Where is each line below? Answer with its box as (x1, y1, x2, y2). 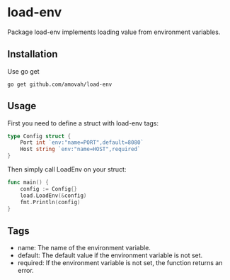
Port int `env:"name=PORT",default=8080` (20, 139, 144, 146)
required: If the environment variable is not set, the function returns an (17, 259, 223, 267)
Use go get (7, 67, 40, 75)
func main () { (7, 179, 50, 186)
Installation (7, 48, 58, 60)
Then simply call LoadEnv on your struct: (7, 165, 127, 174)
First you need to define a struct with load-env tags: (7, 118, 159, 128)
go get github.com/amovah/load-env (7, 81, 113, 88)
